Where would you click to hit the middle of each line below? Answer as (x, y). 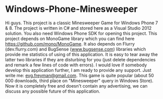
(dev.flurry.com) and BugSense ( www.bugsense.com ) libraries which (76, 49)
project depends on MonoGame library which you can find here (70, 39)
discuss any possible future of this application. (53, 91)
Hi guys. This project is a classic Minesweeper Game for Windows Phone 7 (82, 23)
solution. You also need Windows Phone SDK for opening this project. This (81, 33)
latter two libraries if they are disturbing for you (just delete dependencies (81, 59)
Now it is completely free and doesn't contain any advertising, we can (76, 86)
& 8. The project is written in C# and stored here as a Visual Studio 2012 (79, 28)
